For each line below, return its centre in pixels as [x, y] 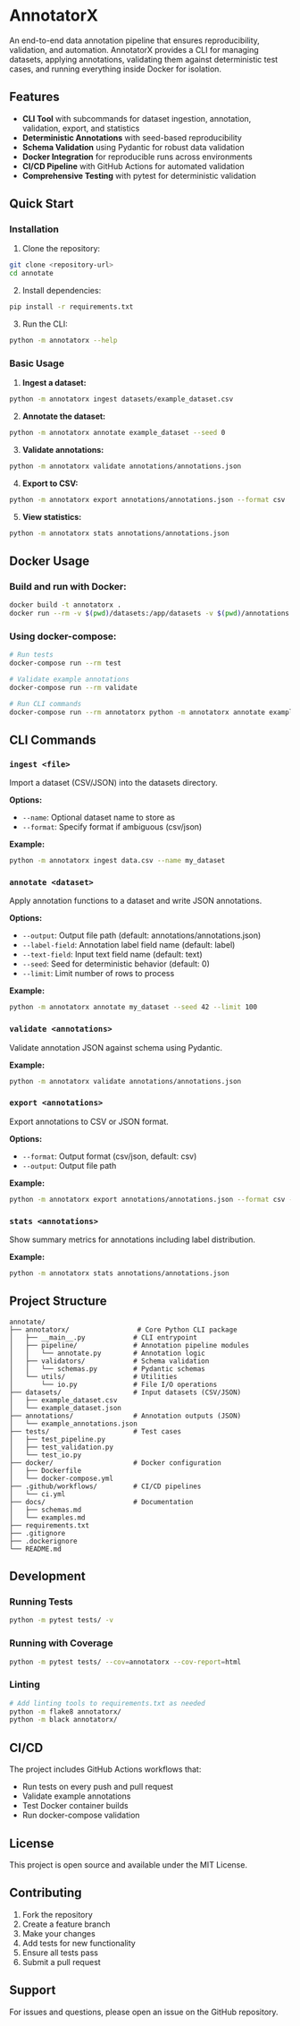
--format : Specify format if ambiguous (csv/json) [112, 827]
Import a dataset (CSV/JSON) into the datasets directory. [113, 783]
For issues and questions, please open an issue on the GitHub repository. [144, 2012]
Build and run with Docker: [68, 586]
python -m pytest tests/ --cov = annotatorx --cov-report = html [125, 1662]
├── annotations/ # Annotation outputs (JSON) [125, 1416]
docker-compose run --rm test [66, 663]
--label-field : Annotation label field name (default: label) [129, 945]
